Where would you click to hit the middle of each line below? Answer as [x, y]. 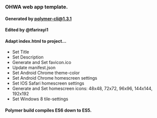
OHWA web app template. [37, 7]
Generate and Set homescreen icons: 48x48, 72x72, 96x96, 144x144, [82, 88]
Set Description [28, 57]
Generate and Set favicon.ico [42, 62]
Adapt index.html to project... [36, 41]
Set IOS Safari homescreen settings [48, 83]
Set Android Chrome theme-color [46, 73]
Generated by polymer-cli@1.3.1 [39, 19]
